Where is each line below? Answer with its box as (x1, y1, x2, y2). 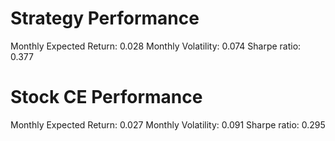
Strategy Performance (10, 7, 200, 30)
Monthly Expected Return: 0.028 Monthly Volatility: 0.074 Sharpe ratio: (10, 40, 302, 52)
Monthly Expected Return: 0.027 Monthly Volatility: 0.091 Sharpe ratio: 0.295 (10, 118, 326, 131)
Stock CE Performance (10, 86, 203, 109)
